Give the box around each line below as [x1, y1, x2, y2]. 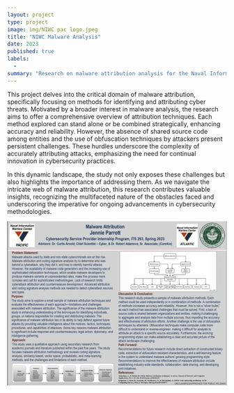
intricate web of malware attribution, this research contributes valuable [7, 185, 210, 193]
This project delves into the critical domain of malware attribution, [7, 90, 196, 98]
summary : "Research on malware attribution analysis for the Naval [7, 70, 208, 77]
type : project [7, 18, 49, 26]
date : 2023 [7, 40, 39, 48]
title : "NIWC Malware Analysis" [7, 33, 101, 40]
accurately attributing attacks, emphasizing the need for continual [7, 149, 196, 157]
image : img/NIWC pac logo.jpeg [7, 26, 98, 33]
